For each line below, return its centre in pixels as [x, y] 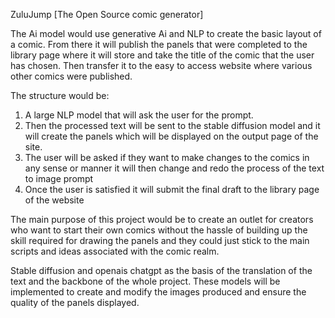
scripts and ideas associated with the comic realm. [115, 251]
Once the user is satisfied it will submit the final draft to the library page [172, 189]
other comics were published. [71, 76]
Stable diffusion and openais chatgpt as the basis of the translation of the [161, 270]
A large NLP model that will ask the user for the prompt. [139, 115]
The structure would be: [60, 95]
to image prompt [59, 178]
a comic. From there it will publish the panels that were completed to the [159, 44]
